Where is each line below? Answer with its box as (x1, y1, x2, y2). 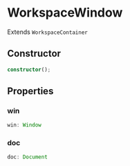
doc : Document (7, 154, 48, 160)
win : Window (7, 122, 41, 129)
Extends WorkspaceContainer (7, 28, 88, 36)
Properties (7, 85, 54, 98)
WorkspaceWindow (7, 5, 123, 21)
